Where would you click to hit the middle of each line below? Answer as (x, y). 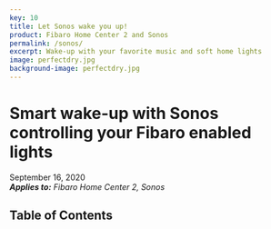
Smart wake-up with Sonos (114, 114)
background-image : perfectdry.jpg (75, 69)
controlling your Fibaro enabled (130, 133)
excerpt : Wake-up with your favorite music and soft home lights (135, 52)
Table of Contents (61, 216)
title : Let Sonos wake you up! (69, 26)
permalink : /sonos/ (46, 43)
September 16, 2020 (48, 177)
